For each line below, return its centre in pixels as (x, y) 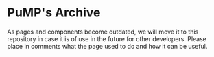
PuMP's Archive (54, 13)
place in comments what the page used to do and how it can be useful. (107, 46)
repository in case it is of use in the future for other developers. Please (107, 38)
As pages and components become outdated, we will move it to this (103, 32)
